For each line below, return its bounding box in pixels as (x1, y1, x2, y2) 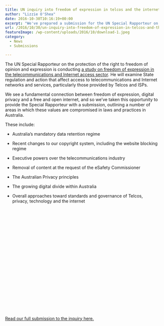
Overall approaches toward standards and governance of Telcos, (12, 193, 143, 199)
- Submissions (9, 43, 38, 48)
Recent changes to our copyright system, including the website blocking (12, 140, 158, 146)
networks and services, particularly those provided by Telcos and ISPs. (5, 81, 148, 88)
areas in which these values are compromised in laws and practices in (5, 107, 146, 113)
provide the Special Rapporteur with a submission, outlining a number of (5, 102, 150, 107)
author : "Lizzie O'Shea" (5, 12, 56, 17)
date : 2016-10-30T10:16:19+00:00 (5, 16, 73, 21)
